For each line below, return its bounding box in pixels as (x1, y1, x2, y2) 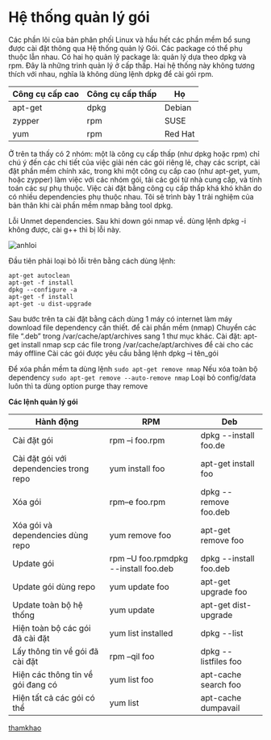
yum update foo (109, 581, 169, 592)
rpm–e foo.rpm (109, 496, 166, 507)
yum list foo (109, 674, 154, 685)
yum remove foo (109, 529, 172, 540)
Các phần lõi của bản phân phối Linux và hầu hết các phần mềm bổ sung (8, 35, 251, 44)
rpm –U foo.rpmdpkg (109, 553, 188, 564)
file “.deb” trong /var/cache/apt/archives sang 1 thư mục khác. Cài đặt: (8, 331, 242, 341)
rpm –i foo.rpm (109, 435, 165, 446)
